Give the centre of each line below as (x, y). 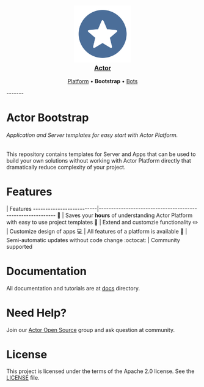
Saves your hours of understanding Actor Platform (129, 215)
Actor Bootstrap (48, 118)
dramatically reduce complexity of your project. (66, 167)
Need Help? (37, 313)
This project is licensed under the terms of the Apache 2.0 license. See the (100, 371)
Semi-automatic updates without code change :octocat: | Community (93, 240)
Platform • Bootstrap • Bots (103, 81)
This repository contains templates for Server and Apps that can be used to (101, 154)
